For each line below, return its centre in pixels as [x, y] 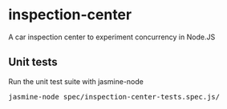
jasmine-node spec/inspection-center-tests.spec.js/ [114, 97]
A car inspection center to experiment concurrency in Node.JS [112, 37]
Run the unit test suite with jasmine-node [76, 81]
